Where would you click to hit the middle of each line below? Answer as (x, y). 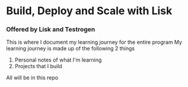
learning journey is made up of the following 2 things (71, 49)
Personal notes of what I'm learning (58, 60)
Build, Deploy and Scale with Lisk (89, 11)
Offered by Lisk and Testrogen (51, 30)
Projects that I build (38, 66)
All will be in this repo (32, 78)
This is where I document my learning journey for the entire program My (94, 42)
